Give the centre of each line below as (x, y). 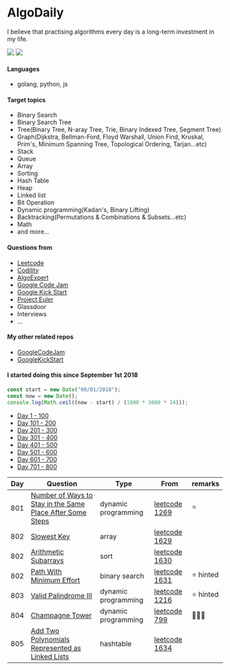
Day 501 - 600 (37, 452)
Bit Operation (36, 203)
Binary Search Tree (44, 122)
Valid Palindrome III (61, 595)
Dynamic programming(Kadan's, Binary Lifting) (83, 210)
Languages (23, 69)
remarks (205, 483)
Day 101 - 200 (37, 423)
